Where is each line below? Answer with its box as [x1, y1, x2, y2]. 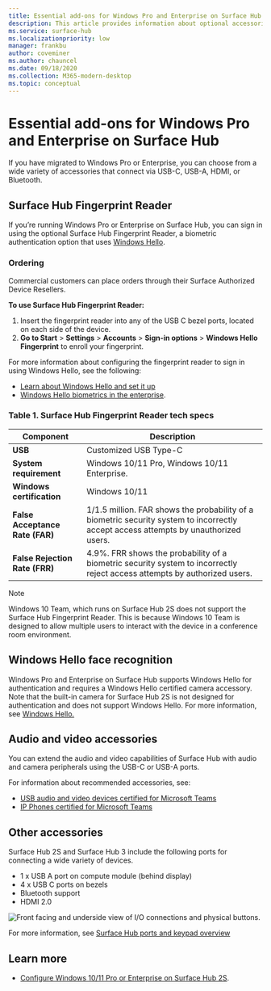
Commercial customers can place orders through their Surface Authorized [8, 275, 256, 285]
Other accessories [8, 825, 103, 839]
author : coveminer [8, 49, 70, 57]
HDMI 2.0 [19, 897, 52, 907]
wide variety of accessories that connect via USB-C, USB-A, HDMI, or [8, 166, 240, 176]
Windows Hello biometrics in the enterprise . [19, 389, 166, 400]
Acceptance [12, 519, 60, 530]
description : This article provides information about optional [8, 19, 229, 27]
